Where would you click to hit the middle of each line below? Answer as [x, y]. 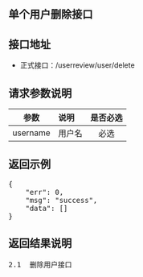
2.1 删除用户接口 [40, 265]
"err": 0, [45, 192]
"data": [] [47, 208]
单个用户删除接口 [51, 14]
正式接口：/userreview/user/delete [77, 65]
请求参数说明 [40, 93]
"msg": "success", [61, 200]
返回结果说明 [40, 244]
